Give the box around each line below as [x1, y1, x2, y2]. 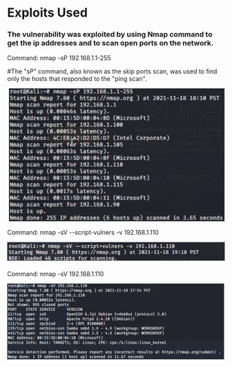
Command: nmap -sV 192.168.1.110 [7, 270, 104, 278]
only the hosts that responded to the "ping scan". [7, 75, 147, 83]
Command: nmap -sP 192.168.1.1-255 [7, 54, 112, 62]
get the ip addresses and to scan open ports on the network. [7, 38, 214, 48]
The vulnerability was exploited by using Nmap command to [7, 30, 213, 39]
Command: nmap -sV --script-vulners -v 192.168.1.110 [7, 229, 159, 237]
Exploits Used [7, 5, 88, 21]
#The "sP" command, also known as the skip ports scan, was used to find [7, 67, 217, 75]
